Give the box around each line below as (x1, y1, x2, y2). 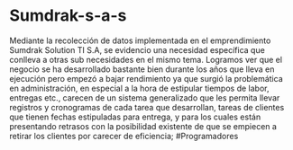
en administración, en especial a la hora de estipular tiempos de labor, (9, 83, 270, 93)
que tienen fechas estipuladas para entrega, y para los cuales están (9, 111, 261, 122)
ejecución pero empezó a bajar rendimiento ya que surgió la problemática (9, 73, 284, 84)
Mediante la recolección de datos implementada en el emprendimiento (9, 35, 271, 46)
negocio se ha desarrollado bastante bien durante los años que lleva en (9, 64, 275, 75)
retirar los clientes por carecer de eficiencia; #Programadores (9, 130, 239, 141)
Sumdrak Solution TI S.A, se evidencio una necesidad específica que (9, 44, 266, 55)
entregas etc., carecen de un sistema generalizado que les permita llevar (9, 92, 280, 103)
